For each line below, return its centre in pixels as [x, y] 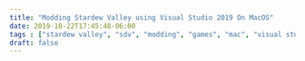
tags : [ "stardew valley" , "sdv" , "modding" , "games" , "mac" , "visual [146, 34]
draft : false [34, 43]
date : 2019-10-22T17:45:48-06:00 [73, 26]
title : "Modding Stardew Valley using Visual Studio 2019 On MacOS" [142, 17]
